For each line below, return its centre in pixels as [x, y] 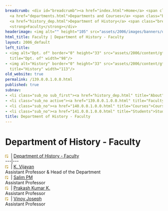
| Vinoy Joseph [26, 199]
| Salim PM [22, 177]
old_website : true [24, 74]
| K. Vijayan [22, 167]
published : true [22, 85]
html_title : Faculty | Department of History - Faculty [64, 37]
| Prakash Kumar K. [30, 188]
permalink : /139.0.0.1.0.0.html [39, 80]
